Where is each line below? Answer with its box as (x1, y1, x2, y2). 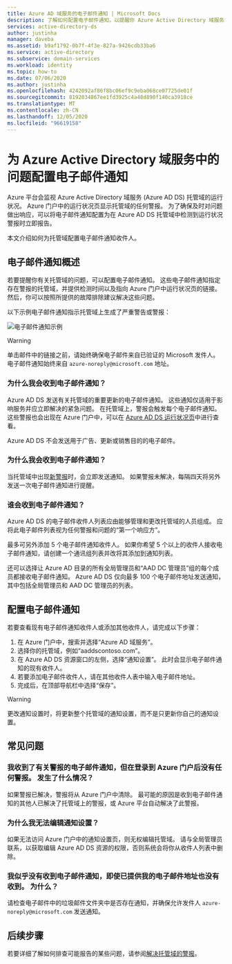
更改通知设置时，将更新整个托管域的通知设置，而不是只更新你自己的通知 (7, 709, 213, 717)
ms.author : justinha (7, 81, 67, 88)
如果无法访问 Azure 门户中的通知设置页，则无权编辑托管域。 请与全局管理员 (7, 834, 223, 843)
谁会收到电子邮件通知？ (7, 500, 85, 509)
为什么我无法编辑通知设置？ (7, 818, 99, 827)
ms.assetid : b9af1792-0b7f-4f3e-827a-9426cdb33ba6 (7, 42, 156, 49)
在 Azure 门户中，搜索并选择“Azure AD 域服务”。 (17, 638, 157, 646)
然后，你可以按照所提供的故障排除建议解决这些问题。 (7, 293, 159, 301)
